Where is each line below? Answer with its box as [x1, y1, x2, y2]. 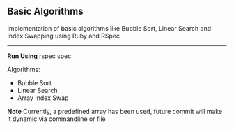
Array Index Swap [17, 94, 69, 102]
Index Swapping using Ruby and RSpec [7, 31, 120, 40]
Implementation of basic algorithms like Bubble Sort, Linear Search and [7, 24, 211, 32]
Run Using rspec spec [7, 52, 72, 60]
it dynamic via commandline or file [7, 115, 106, 123]
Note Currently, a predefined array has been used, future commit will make [7, 107, 223, 115]
